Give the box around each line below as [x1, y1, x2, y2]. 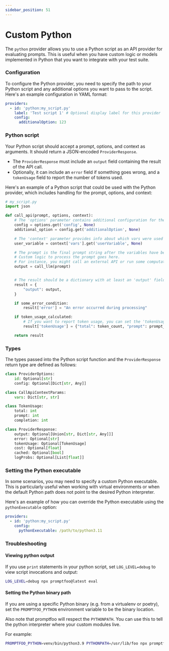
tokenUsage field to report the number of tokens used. [12, 174, 123, 181]
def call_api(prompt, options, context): [5, 213, 94, 218]
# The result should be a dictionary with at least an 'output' [14, 278, 152, 283]
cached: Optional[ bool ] [14, 450, 64, 455]
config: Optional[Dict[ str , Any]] [14, 381, 87, 386]
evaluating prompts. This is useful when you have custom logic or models [5, 51, 157, 57]
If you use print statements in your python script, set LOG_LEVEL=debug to [5, 564, 156, 570]
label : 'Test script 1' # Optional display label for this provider [14, 110, 161, 115]
